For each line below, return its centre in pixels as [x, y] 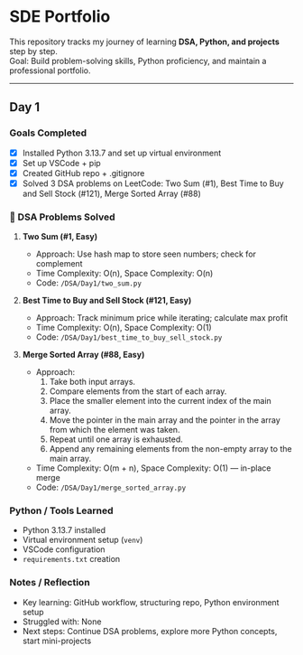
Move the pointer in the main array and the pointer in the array [165, 420]
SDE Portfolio [60, 17]
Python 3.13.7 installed [64, 530]
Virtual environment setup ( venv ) [83, 540]
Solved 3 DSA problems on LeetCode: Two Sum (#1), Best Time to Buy [153, 183]
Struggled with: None [62, 622]
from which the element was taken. [115, 430]
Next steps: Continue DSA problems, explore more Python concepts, [150, 631]
